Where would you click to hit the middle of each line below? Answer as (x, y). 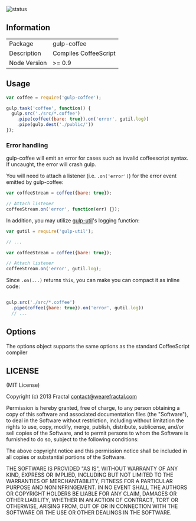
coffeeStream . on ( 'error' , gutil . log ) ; (54, 269)
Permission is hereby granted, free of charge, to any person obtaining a (93, 408)
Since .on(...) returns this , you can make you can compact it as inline (93, 280)
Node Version (28, 63)
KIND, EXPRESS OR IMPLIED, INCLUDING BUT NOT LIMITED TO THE (90, 475)
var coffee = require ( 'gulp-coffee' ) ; (54, 98)
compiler (17, 352)
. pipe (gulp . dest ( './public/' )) (55, 125)
